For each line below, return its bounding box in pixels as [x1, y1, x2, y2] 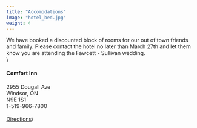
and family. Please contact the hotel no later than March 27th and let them [6, 43, 191, 50]
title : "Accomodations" [6, 8, 67, 15]
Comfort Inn [6, 69, 38, 77]
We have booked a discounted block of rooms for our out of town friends [6, 37, 189, 44]
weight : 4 [6, 20, 32, 26]
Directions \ [6, 115, 34, 123]
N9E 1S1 [6, 96, 26, 103]
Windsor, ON [6, 89, 38, 97]
